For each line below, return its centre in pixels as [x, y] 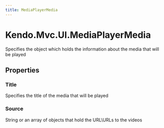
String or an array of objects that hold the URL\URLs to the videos [74, 120]
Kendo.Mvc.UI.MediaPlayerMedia [78, 35]
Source [14, 109]
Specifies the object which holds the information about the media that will [82, 49]
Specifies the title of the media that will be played [57, 96]
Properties [22, 70]
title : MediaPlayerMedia [31, 10]
